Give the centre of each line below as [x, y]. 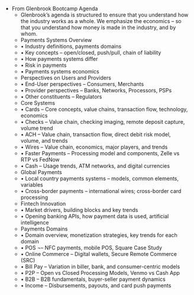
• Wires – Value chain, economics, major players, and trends [94, 147]
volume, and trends [44, 141]
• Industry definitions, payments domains [71, 46]
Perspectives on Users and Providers [66, 78]
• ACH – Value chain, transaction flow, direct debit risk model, [96, 134]
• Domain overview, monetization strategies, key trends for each [99, 235]
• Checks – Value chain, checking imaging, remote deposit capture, [103, 122]
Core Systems [38, 103]
